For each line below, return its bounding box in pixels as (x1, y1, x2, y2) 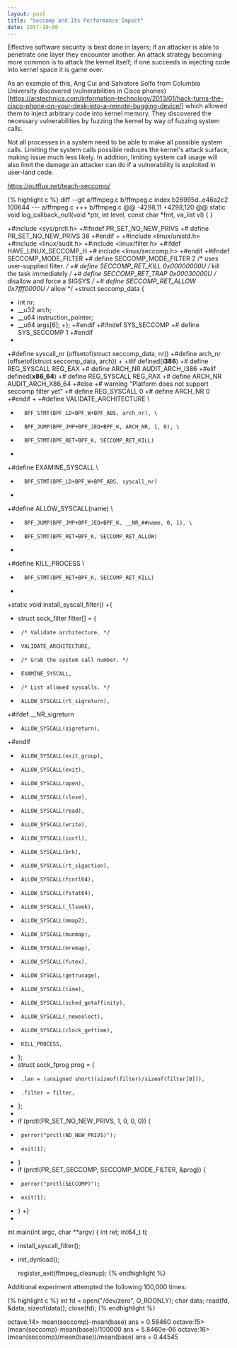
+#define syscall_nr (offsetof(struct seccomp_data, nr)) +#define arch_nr (7, 350, 221, 358)
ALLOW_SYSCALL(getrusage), (21, 972, 100, 979)
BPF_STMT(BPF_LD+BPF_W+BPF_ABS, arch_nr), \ (24, 410, 158, 417)
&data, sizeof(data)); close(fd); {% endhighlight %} (7, 1304, 156, 1313)
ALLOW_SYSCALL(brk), (21, 849, 81, 856)
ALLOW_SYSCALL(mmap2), (21, 918, 88, 925)
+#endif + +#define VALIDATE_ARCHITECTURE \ (7, 394, 150, 404)
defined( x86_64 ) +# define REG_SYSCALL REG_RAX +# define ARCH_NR (7, 372, 221, 381)
